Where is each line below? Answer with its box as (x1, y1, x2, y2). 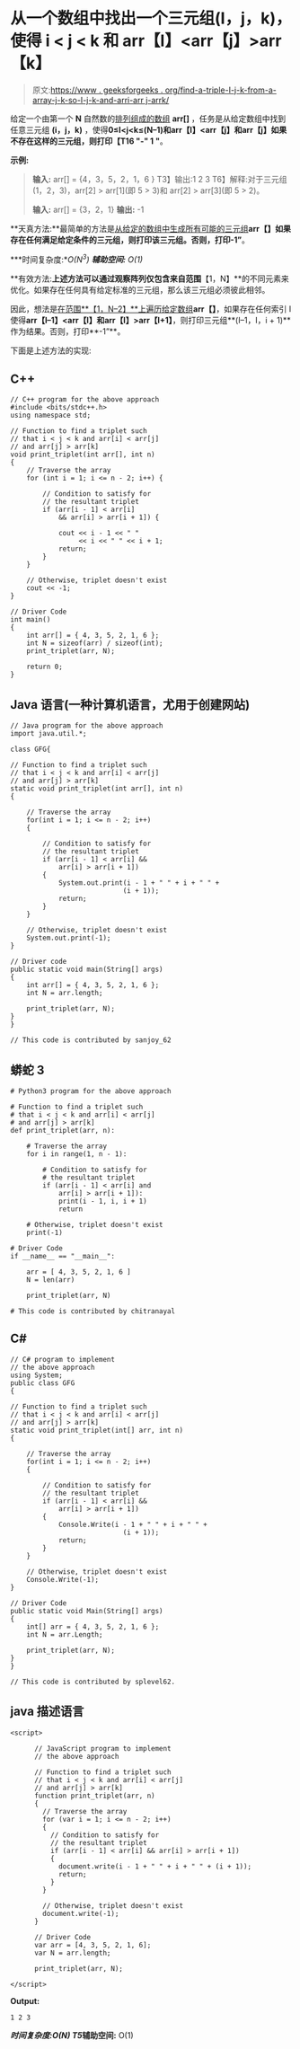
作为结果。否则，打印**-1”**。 (10, 325, 126, 337)
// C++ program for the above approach (10, 395, 160, 404)
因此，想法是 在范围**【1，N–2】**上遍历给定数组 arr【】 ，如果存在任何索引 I (10, 303, 292, 314)
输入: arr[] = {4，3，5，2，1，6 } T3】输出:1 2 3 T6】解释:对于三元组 (31, 173, 287, 184)
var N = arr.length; (33, 1948, 111, 1957)
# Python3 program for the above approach (10, 1087, 172, 1096)
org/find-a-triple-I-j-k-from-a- (164, 84, 278, 95)
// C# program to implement (10, 1355, 116, 1364)
